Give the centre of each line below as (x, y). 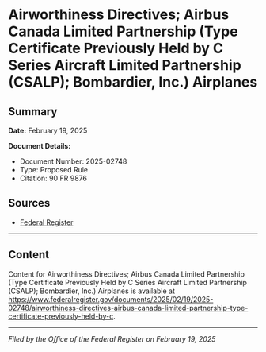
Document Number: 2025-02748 (73, 161)
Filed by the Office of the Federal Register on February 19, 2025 (112, 338)
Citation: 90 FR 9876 (53, 178)
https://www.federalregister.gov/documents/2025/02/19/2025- (111, 299)
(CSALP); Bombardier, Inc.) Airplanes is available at (92, 291)
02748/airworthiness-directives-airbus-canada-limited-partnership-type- (128, 308)
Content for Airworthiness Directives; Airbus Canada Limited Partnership (127, 274)
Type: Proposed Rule (54, 170)
